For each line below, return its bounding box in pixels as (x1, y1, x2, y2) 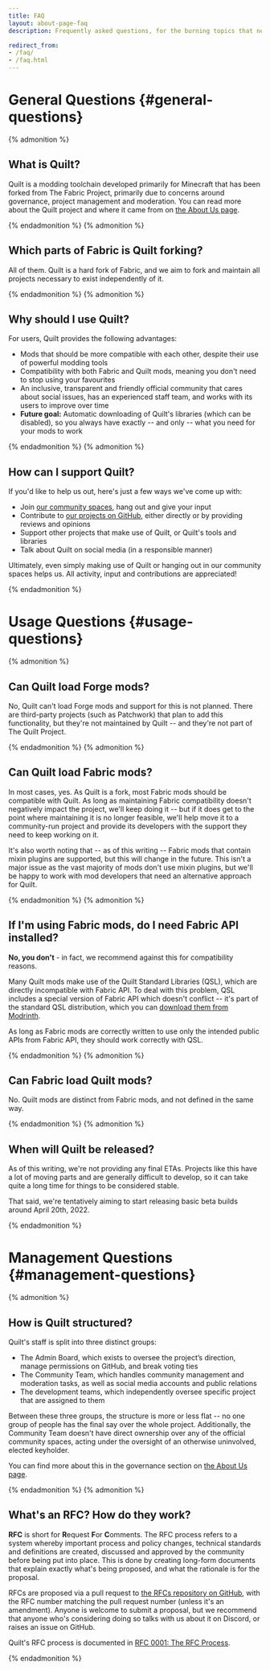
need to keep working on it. (8, 829, 99, 839)
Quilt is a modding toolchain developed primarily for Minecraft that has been (8, 179, 261, 189)
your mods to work (19, 426, 83, 436)
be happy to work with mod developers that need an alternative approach (8, 870, 252, 881)
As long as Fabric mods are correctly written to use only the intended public (8, 1026, 260, 1036)
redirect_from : (8, 41, 59, 49)
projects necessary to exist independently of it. (8, 274, 165, 283)
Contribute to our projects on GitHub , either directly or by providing (19, 511, 243, 520)
